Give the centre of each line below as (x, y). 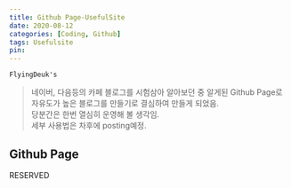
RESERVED (29, 175)
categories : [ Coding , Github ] (65, 34)
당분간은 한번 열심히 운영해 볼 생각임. (95, 114)
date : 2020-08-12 (41, 26)
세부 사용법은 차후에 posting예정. (89, 126)
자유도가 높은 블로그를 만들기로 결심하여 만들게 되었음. (125, 104)
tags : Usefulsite (41, 42)
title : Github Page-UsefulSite (67, 17)
